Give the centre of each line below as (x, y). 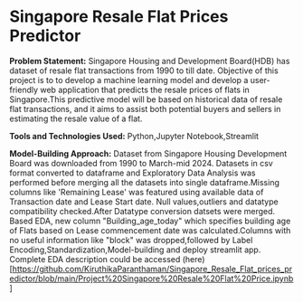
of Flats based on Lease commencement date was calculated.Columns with (150, 230)
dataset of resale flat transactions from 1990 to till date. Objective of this (144, 71)
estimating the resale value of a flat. (76, 118)
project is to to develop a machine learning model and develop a (129, 80)
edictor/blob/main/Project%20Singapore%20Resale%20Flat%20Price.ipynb (151, 278)
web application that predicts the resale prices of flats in (145, 90)
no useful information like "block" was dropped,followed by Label (131, 240)
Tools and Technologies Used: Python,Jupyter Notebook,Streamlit (134, 136)
